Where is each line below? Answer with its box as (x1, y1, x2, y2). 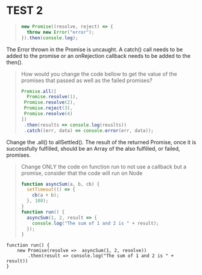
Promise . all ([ (21, 88, 57, 94)
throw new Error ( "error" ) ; (27, 29, 95, 35)
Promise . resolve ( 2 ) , (24, 100, 76, 106)
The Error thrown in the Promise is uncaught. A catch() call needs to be (6, 46, 183, 53)
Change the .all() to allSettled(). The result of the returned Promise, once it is (6, 138, 197, 145)
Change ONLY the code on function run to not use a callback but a (21, 163, 187, 170)
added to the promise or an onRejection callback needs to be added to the (6, 52, 191, 59)
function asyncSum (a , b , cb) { (21, 181, 100, 187)
